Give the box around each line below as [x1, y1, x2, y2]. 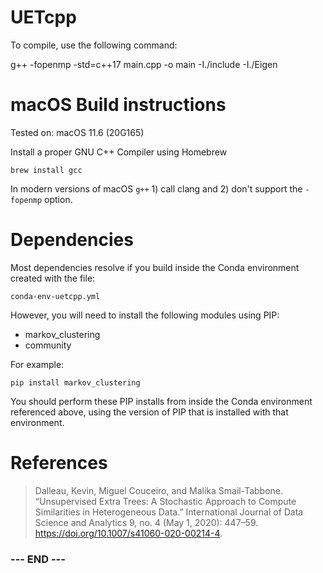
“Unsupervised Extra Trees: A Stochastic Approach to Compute [34, 495, 297, 507]
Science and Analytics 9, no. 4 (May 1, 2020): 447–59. [34, 516, 259, 528]
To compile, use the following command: [10, 39, 178, 51]
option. [44, 193, 73, 205]
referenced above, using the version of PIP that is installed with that [10, 406, 289, 418]
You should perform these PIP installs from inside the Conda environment [10, 395, 313, 407]
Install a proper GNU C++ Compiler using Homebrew [10, 146, 228, 158]
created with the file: [10, 272, 96, 284]
